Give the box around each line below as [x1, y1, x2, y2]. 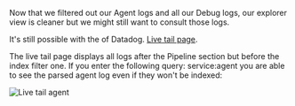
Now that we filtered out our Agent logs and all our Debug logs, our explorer [9, 8, 287, 18]
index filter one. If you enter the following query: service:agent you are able [9, 61, 285, 71]
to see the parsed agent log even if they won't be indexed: [9, 70, 223, 80]
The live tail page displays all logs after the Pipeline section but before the [9, 51, 280, 61]
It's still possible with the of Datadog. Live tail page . [9, 34, 198, 44]
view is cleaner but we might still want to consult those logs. [9, 17, 230, 27]
